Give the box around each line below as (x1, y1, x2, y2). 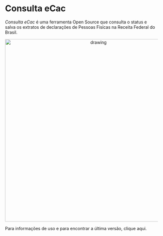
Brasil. (5, 29, 18, 35)
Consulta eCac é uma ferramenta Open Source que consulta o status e (5, 19, 147, 25)
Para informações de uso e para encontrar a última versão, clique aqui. (5, 225, 147, 231)
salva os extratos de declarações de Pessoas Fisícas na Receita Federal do (5, 24, 155, 30)
